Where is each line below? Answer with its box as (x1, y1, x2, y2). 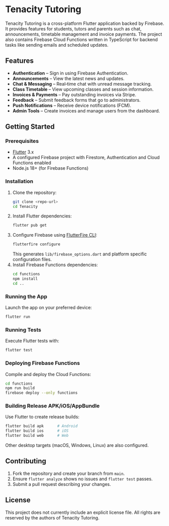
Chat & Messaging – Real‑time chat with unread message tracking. (12, 81, 152, 87)
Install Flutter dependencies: (12, 213, 72, 219)
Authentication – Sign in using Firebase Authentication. (12, 70, 129, 76)
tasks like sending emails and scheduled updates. (5, 42, 108, 48)
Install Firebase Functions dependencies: (12, 262, 98, 268)
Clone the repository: (12, 189, 57, 196)
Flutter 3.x (12, 149, 34, 155)
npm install (12, 276, 38, 282)
